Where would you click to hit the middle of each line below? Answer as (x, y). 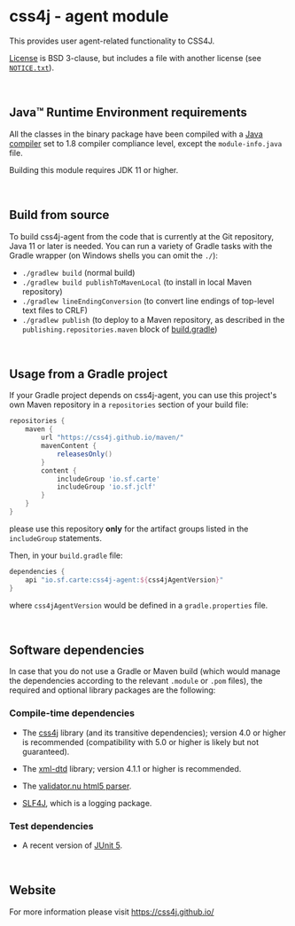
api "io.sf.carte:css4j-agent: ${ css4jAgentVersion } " (124, 580)
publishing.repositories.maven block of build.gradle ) (120, 329)
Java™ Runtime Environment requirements (128, 113)
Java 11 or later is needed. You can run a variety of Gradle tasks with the (141, 246)
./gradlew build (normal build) (78, 272)
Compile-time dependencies (72, 713)
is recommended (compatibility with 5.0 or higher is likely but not (140, 742)
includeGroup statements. (55, 538)
